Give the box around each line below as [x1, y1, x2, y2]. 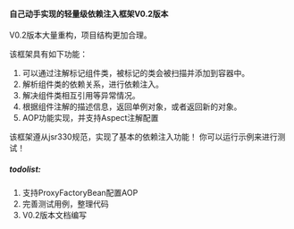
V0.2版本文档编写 [21, 210, 88, 221]
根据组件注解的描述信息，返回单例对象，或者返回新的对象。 [21, 101, 242, 112]
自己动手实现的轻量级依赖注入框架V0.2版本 [9, 8, 169, 19]
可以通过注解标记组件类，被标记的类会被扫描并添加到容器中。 [21, 68, 250, 79]
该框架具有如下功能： [9, 49, 88, 60]
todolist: [9, 164, 42, 174]
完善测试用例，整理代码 [21, 199, 109, 209]
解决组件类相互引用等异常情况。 [21, 90, 140, 101]
